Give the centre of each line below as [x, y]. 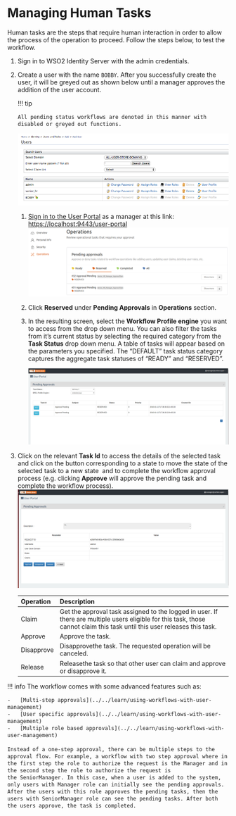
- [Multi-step [31, 701]
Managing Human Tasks [79, 13]
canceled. [74, 653]
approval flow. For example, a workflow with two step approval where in [118, 757]
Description [77, 601]
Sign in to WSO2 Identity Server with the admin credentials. [103, 61]
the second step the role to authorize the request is [89, 771]
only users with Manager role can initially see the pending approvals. [116, 785]
